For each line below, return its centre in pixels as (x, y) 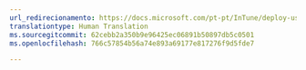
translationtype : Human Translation (79, 26)
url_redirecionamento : (52, 18)
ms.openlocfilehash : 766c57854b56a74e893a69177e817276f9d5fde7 (132, 43)
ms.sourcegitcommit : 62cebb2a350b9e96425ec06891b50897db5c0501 (132, 35)
